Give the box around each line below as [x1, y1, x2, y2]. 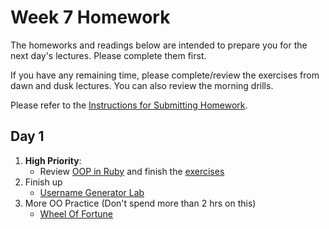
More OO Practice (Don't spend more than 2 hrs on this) [24, 197, 257, 209]
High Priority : [24, 154, 82, 166]
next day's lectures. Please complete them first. [10, 49, 207, 61]
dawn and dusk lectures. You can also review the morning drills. [10, 79, 274, 91]
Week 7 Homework [10, 6, 171, 29]
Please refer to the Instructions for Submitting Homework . [10, 99, 248, 111]
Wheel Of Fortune [39, 207, 114, 220]
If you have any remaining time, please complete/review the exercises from [10, 69, 320, 81]
